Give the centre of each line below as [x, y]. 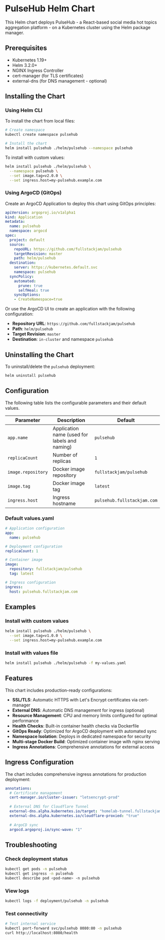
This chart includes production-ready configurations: [59, 690]
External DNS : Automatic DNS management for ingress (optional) [78, 710]
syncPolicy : [22, 276]
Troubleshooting [31, 845]
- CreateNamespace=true [38, 300]
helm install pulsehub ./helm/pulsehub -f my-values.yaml [66, 663]
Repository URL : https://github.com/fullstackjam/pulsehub [74, 324]
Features [19, 679]
